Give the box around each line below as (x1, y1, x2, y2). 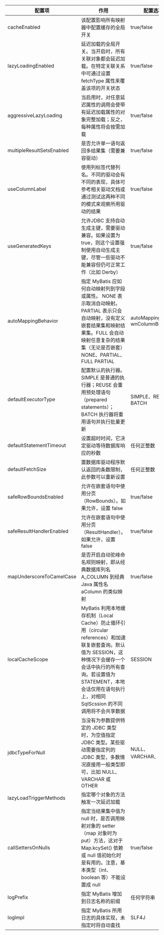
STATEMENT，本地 (81, 678, 125, 685)
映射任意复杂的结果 (81, 337, 125, 343)
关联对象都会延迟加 (81, 55, 125, 62)
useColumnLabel (7, 186, 46, 192)
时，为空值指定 (81, 732, 116, 738)
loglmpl (7, 914, 24, 921)
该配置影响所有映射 (81, 17, 125, 24)
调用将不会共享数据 (81, 708, 125, 714)
